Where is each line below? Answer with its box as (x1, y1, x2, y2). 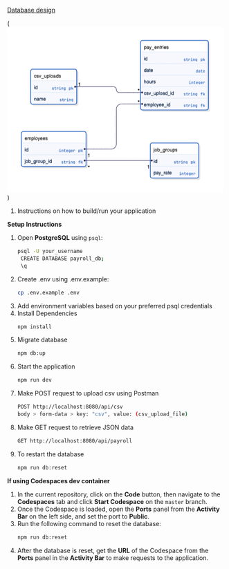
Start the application (17, 362, 75, 371)
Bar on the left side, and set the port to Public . (17, 512, 150, 521)
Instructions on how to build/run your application (17, 207, 156, 215)
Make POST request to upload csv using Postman (17, 389, 159, 398)
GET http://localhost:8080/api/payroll (17, 437, 133, 445)
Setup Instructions (7, 221, 62, 228)
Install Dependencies (17, 309, 77, 317)
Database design (7, 6, 55, 14)
